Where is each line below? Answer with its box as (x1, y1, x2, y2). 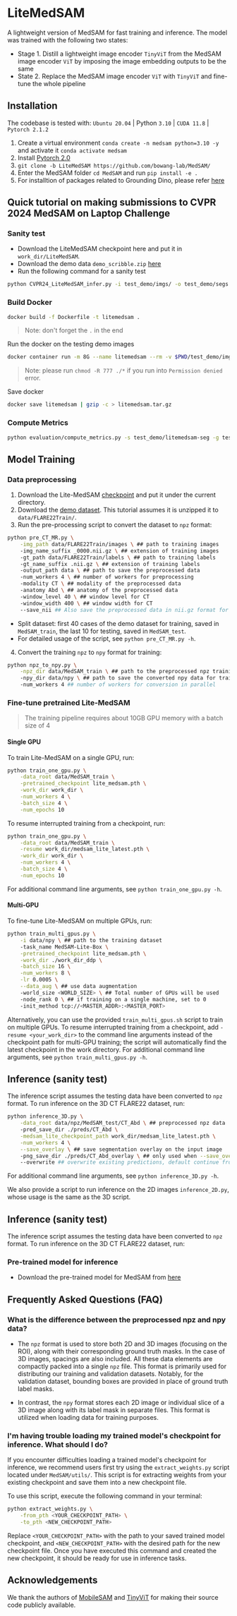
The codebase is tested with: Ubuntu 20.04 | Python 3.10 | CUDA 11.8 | (7, 119, 209, 127)
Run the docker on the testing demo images (7, 340, 135, 349)
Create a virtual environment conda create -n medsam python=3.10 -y (17, 138, 219, 147)
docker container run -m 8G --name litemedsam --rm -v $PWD (7, 354, 188, 361)
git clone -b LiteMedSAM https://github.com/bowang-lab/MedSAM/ (17, 162, 211, 169)
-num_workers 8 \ (20, 970, 71, 977)
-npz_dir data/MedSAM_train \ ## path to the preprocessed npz (20, 668, 210, 675)
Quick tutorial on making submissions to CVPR (7, 196, 217, 209)
